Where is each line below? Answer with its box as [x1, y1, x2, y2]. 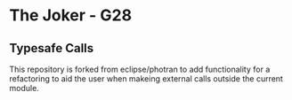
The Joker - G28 [9, 5, 132, 26]
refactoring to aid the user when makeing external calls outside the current [9, 73, 283, 84]
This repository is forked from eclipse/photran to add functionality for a [9, 64, 271, 74]
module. [9, 83, 40, 93]
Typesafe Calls [9, 41, 94, 56]
